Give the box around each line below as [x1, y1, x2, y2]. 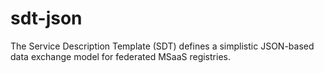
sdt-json [10, 7, 83, 30]
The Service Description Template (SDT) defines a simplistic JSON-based [10, 40, 315, 52]
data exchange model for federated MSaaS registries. [10, 50, 231, 62]
